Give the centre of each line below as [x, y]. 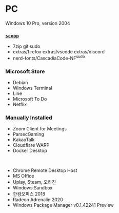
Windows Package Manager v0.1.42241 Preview [63, 205]
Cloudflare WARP [31, 145]
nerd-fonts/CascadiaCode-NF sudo [49, 58]
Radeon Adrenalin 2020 [38, 200]
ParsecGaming [28, 134]
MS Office [23, 176]
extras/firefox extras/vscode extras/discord [59, 52]
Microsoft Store [25, 71]
